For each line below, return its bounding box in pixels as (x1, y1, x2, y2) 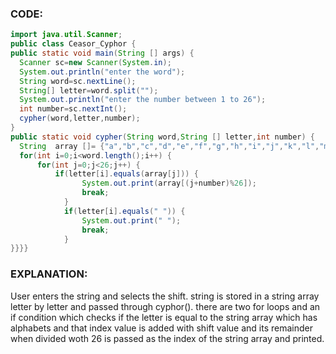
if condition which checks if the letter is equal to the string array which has (10, 311, 318, 323)
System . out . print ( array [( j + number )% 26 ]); (81, 178, 257, 189)
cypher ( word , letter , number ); (19, 113, 141, 124)
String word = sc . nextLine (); (19, 76, 137, 86)
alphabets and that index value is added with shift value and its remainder (10, 322, 313, 334)
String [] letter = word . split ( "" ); (19, 85, 159, 96)
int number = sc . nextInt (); (19, 104, 128, 114)
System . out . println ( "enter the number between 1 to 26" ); (19, 95, 267, 105)
